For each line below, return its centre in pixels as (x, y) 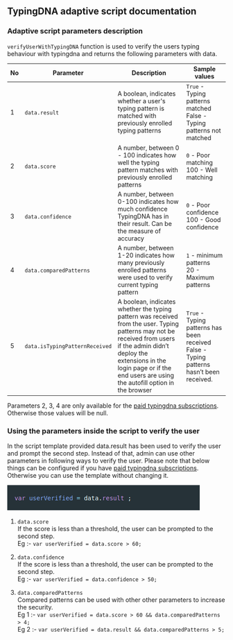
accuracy (131, 238)
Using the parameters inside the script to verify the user (103, 431)
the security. (35, 607)
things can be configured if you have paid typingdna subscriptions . (103, 468)
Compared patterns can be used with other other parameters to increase (121, 600)
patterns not (204, 130)
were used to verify (145, 277)
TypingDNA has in (143, 216)
